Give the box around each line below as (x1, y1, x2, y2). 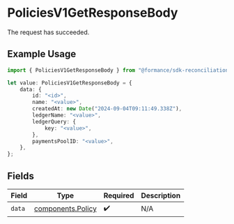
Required (103, 191, 134, 200)
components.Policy (33, 204, 97, 214)
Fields (7, 170, 35, 182)
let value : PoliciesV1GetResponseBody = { (7, 79, 132, 87)
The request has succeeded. (7, 28, 90, 36)
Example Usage (7, 48, 77, 60)
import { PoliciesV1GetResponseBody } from (7, 66, 136, 74)
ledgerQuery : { (32, 118, 77, 125)
